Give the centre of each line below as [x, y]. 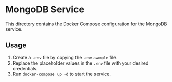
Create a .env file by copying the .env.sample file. [65, 57]
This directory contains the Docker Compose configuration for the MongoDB [86, 24]
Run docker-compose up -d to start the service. [62, 74]
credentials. [25, 68]
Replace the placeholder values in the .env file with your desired [81, 63]
